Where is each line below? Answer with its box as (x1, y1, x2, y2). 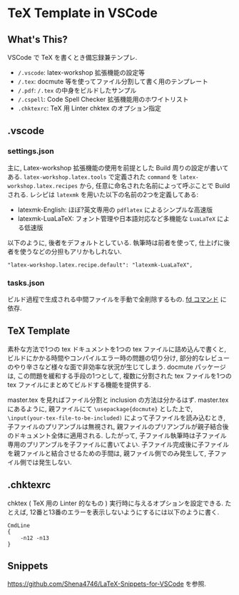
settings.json (7, 146, 55, 156)
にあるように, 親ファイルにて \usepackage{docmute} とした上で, (7, 404, 193, 413)
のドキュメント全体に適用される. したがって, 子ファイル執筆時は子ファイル (7, 431, 227, 440)
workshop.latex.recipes (7, 182, 78, 190)
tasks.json (7, 278, 45, 288)
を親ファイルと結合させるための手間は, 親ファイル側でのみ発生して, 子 (7, 449, 215, 457)
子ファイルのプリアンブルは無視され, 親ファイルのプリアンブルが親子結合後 (7, 422, 230, 430)
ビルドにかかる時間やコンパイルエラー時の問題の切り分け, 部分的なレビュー (7, 353, 230, 362)
